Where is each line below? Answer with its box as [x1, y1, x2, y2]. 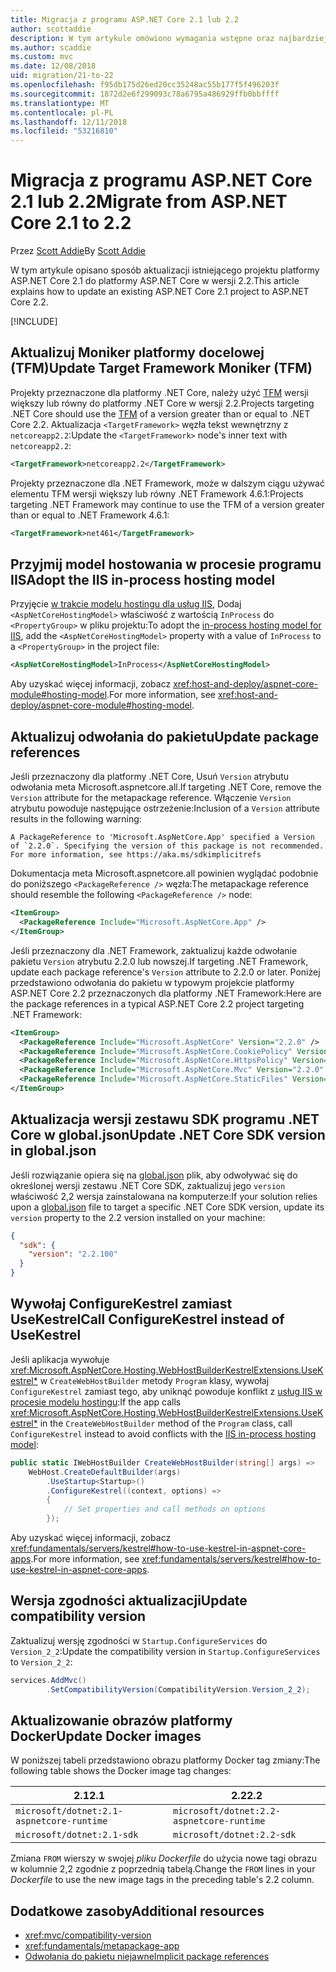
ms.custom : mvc [10, 52, 74, 62]
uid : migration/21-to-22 [10, 71, 114, 81]
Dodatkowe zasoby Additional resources [10, 1902, 265, 1920]
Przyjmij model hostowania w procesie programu [10, 556, 322, 573]
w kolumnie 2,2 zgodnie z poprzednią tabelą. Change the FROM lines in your [10, 1863, 316, 1875]
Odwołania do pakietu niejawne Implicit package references [24, 1951, 270, 1963]
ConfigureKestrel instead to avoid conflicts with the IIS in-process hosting [10, 1427, 317, 1440]
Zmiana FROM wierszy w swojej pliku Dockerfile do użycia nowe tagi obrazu [10, 1852, 318, 1865]
